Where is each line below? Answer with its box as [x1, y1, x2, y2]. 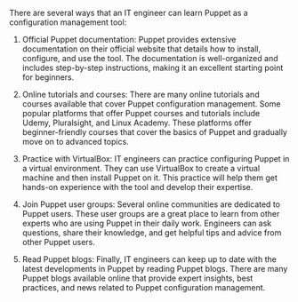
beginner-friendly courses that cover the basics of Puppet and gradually [21, 127, 287, 137]
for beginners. [21, 72, 75, 83]
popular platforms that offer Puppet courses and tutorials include [21, 108, 261, 118]
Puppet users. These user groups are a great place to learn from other [21, 209, 280, 219]
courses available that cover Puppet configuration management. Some [21, 99, 281, 109]
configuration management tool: [9, 17, 127, 28]
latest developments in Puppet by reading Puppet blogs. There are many [21, 264, 288, 274]
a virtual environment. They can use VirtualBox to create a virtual [21, 163, 261, 173]
